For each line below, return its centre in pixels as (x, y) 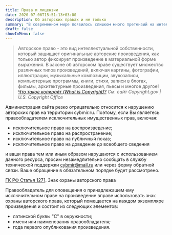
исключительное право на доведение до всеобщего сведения (81, 144)
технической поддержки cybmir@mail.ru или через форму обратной (80, 165)
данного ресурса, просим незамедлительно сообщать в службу (76, 159)
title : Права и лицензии (32, 10)
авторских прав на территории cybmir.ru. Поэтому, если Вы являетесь (82, 112)
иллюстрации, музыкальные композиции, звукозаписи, (79, 75)
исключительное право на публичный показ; (62, 139)
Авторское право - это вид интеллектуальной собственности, (86, 48)
